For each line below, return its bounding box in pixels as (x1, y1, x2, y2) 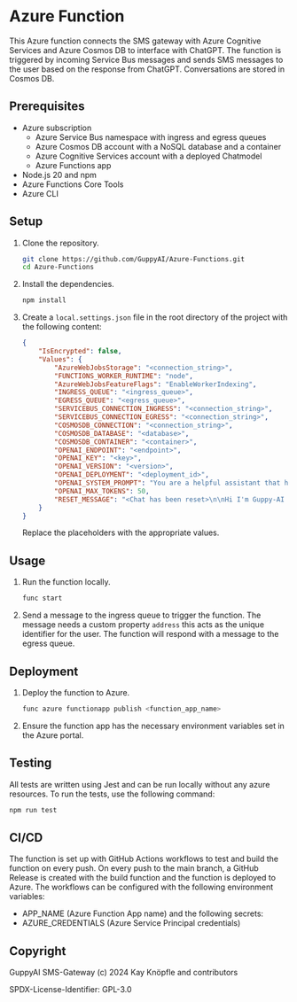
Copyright (9, 944, 66, 959)
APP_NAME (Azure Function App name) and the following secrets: (21, 908, 264, 919)
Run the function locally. (21, 577, 111, 587)
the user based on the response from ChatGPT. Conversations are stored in (9, 64, 285, 74)
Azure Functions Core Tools (21, 179, 124, 190)
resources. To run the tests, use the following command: (9, 788, 215, 799)
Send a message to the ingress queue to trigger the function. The (21, 610, 262, 621)
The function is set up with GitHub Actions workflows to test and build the (9, 853, 279, 865)
